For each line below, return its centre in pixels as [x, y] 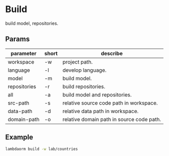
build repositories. [84, 86]
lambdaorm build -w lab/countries [42, 149]
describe [112, 53]
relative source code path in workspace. [110, 103]
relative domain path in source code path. [112, 119]
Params [17, 39]
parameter [24, 53]
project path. [78, 62]
